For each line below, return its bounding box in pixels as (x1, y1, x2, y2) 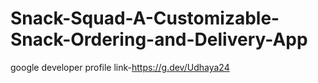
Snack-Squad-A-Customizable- (10, 7, 280, 30)
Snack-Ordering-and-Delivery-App (10, 28, 308, 51)
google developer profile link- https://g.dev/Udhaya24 (10, 61, 230, 73)
